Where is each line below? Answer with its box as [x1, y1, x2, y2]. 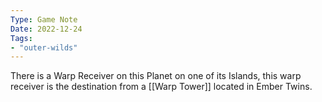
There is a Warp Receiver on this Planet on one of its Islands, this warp [10, 70, 302, 82]
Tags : [10, 33, 33, 43]
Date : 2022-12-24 [10, 24, 83, 34]
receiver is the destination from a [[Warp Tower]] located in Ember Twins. [10, 81, 313, 93]
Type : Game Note [10, 14, 78, 25]
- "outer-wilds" [10, 42, 78, 53]
